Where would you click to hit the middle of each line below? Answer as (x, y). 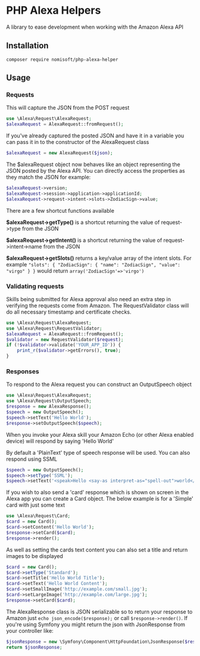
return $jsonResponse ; (34, 647)
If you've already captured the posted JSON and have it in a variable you (95, 136)
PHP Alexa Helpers (54, 10)
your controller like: (30, 630)
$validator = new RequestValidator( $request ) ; (65, 339)
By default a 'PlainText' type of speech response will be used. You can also (98, 452)
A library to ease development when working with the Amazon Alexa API (95, 27)
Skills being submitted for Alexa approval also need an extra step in (89, 299)
